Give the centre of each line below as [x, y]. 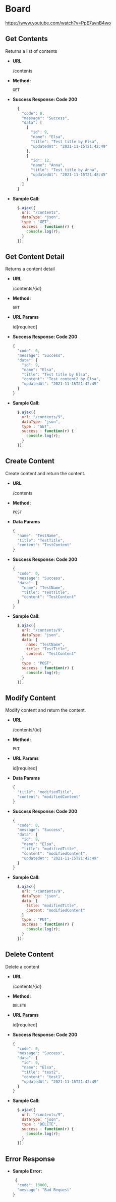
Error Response [30, 1159]
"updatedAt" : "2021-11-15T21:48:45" [69, 175]
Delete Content [30, 955]
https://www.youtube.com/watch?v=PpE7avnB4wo [58, 23]
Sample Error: [27, 1171]
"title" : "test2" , [41, 1072]
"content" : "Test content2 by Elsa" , [62, 379]
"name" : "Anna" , [48, 165]
